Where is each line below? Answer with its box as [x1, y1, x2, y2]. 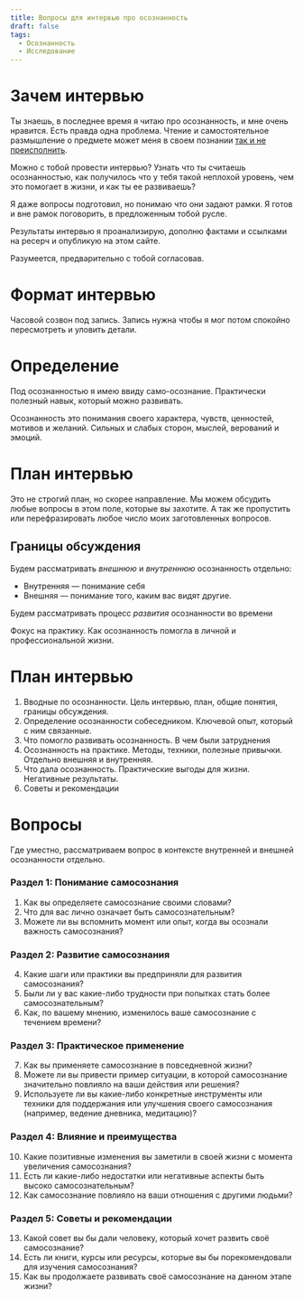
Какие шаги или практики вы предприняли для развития [23, 969, 243, 980]
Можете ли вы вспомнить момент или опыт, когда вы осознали [23, 916, 269, 927]
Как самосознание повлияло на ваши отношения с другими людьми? [23, 1190, 293, 1200]
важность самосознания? [23, 926, 124, 937]
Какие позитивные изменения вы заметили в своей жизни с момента [23, 1151, 293, 1162]
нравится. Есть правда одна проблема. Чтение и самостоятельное [10, 126, 270, 136]
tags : [10, 30, 31, 39]
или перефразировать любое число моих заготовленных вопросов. [10, 513, 271, 523]
